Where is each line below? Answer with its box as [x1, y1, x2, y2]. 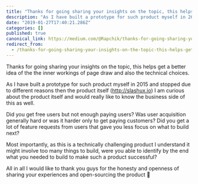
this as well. [6, 99, 35, 106]
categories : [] [6, 25, 44, 31]
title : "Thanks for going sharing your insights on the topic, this [6, 8, 178, 15]
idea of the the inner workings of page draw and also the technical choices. [6, 69, 190, 76]
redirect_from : [6, 42, 44, 48]
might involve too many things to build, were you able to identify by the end [6, 147, 189, 154]
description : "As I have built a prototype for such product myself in [6, 14, 186, 20]
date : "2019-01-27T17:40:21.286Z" [6, 19, 91, 25]
